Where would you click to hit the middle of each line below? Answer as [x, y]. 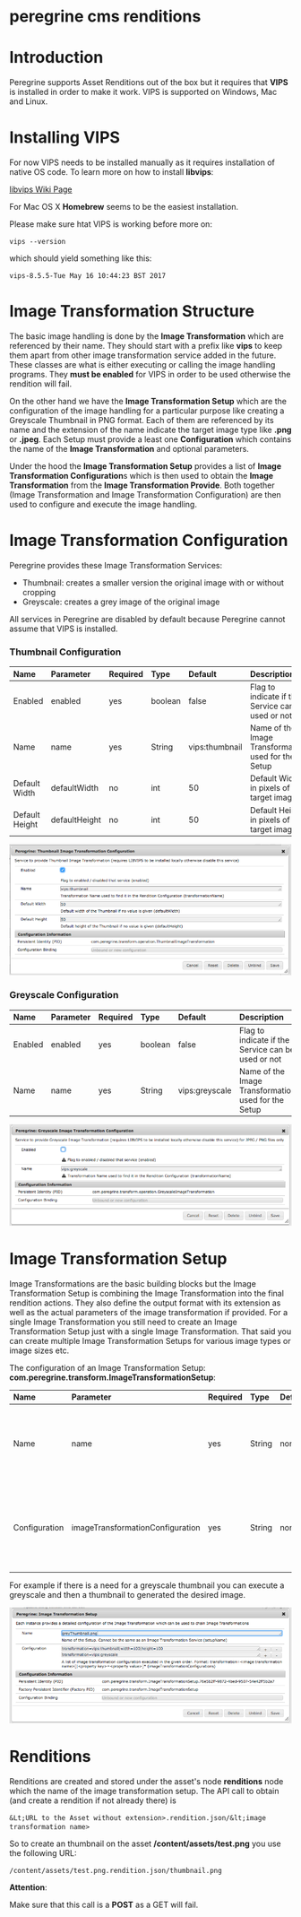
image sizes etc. [39, 1350]
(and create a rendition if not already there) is [93, 1800]
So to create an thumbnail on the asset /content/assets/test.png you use [145, 1843]
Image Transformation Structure [132, 312]
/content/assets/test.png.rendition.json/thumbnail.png [116, 1871]
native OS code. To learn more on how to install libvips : [112, 172]
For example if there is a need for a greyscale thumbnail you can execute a [147, 1585]
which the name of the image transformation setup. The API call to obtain [144, 1791]
